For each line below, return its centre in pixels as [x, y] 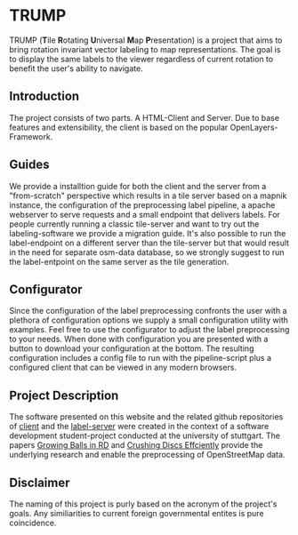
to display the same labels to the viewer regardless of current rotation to [141, 59]
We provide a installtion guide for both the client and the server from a [138, 186]
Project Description [64, 395]
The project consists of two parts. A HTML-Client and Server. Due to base [145, 117]
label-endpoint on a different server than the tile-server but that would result [149, 243]
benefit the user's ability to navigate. [77, 68]
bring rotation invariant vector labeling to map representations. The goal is [145, 49]
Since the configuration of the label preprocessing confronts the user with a [148, 311]
